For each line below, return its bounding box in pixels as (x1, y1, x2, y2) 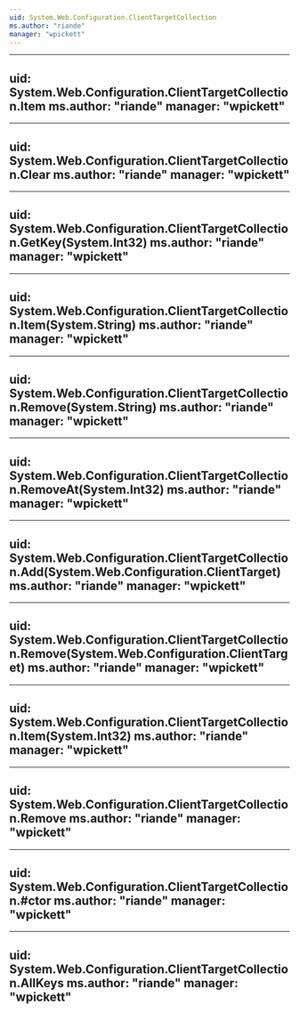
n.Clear (9, 166, 51, 182)
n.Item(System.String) (9, 318, 136, 333)
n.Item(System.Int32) (9, 729, 132, 744)
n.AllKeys (9, 976, 64, 991)
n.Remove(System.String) (9, 400, 158, 415)
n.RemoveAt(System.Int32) (9, 482, 165, 497)
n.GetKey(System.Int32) (9, 235, 148, 250)
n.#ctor (9, 893, 52, 908)
